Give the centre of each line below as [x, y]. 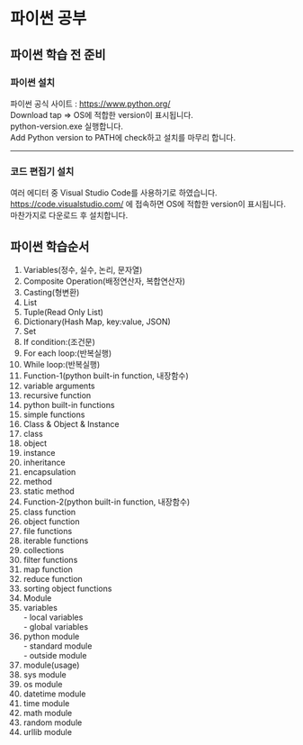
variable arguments [59, 386]
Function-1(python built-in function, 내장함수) [106, 376]
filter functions [50, 559]
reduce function [53, 578]
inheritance [44, 462]
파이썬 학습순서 [50, 246]
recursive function [57, 395]
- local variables [53, 617]
